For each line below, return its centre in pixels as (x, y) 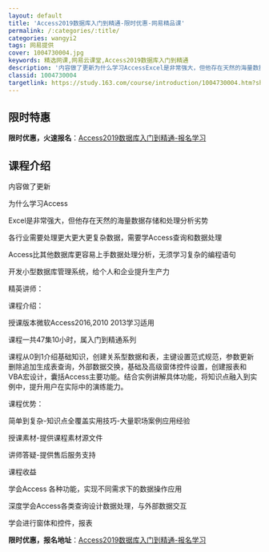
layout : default (35, 16)
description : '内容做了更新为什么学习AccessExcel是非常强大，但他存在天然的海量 (131, 68)
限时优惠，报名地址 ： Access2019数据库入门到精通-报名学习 (107, 540)
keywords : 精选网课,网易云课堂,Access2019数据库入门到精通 (98, 61)
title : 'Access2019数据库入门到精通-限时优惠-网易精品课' (97, 23)
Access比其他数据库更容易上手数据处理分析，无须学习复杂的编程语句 (122, 255)
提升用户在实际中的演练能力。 (78, 387)
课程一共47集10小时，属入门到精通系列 (72, 340)
